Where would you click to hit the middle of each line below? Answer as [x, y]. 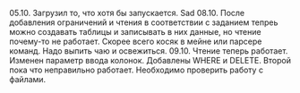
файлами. [28, 79]
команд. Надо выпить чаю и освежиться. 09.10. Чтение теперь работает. [149, 51]
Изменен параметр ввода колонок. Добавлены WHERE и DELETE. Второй [150, 60]
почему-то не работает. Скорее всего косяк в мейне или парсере [136, 41]
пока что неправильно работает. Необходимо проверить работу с [137, 70]
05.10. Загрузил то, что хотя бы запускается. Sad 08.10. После [127, 13]
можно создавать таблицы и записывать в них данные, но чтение [135, 32]
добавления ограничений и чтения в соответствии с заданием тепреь [144, 22]
